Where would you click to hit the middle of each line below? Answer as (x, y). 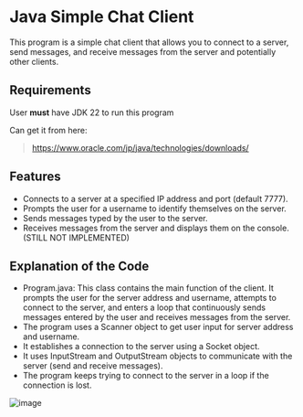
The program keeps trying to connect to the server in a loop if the (146, 376)
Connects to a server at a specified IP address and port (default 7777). (156, 198)
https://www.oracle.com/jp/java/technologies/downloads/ (140, 147)
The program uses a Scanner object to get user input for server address (158, 327)
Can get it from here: (48, 130)
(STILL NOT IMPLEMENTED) (76, 237)
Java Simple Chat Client (102, 17)
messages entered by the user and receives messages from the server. (157, 317)
